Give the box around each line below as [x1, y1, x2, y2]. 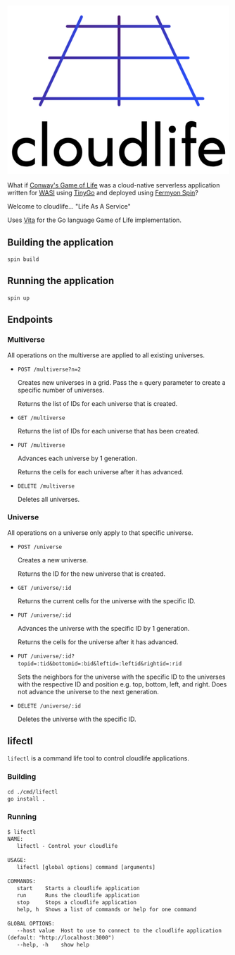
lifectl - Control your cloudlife [16, 843, 118, 850]
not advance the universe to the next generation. [17, 687, 160, 696]
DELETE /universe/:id [17, 702, 81, 710]
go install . [7, 795, 46, 802]
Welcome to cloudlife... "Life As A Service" [7, 202, 132, 211]
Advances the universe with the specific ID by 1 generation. [17, 624, 190, 632]
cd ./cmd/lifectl [7, 788, 58, 795]
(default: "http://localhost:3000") [7, 935, 115, 942]
